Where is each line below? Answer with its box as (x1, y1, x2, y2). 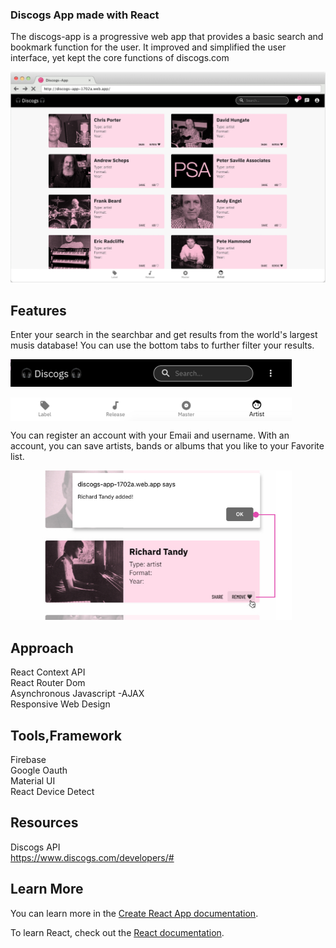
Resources (10, 814, 79, 832)
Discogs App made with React (10, 8, 160, 22)
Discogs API (10, 841, 61, 853)
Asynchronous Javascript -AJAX (10, 688, 145, 700)
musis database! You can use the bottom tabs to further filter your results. (10, 339, 315, 352)
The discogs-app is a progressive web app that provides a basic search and (10, 31, 324, 43)
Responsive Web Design (10, 698, 111, 710)
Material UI (10, 775, 56, 787)
